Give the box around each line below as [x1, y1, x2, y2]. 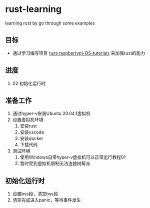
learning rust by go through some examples [5, 20, 95, 26]
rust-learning [5, 3, 61, 15]
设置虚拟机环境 [12, 116, 43, 123]
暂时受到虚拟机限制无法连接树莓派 [19, 160, 90, 166]
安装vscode [19, 129, 44, 135]
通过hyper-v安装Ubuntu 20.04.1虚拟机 [12, 110, 91, 116]
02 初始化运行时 [12, 80, 46, 86]
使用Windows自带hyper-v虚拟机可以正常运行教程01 [19, 154, 126, 160]
